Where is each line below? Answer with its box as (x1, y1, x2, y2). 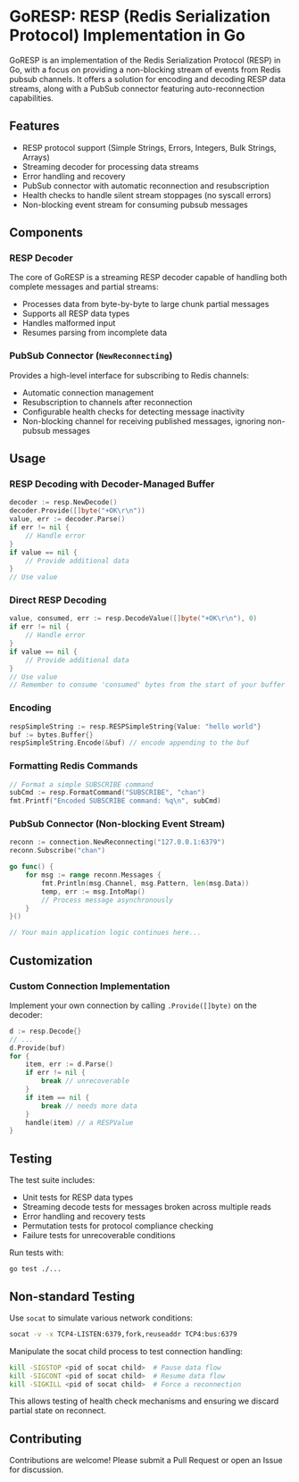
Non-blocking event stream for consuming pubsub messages (21, 199, 248, 210)
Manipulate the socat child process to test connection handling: (9, 1345, 244, 1356)
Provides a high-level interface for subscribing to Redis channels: (9, 370, 250, 380)
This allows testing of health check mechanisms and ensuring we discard (9, 1395, 279, 1407)
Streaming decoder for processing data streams (21, 161, 199, 171)
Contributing (9, 1431, 82, 1446)
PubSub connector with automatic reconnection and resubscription (21, 180, 270, 191)
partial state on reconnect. (9, 1405, 107, 1416)
